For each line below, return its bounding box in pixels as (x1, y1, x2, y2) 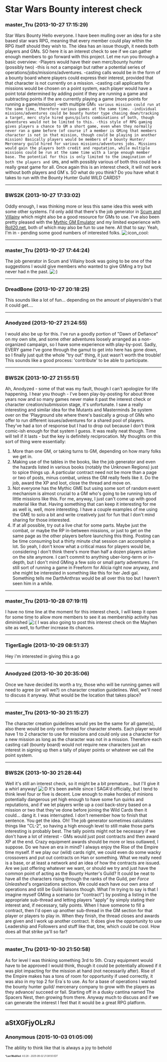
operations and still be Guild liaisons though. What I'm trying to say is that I (5, 886, 158, 892)
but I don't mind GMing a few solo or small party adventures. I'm (26, 559, 159, 565)
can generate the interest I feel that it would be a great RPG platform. (5, 999, 146, 1005)
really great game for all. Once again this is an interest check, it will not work (5, 164, 162, 170)
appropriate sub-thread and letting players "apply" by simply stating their (5, 897, 155, 903)
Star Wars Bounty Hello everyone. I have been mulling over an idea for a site (5, 32, 161, 38)
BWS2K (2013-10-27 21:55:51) (5, 374, 80, 381)
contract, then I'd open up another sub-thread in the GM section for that (5, 908, 153, 914)
